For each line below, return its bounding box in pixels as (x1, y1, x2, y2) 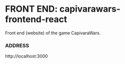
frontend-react (5, 14, 67, 25)
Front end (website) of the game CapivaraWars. (5, 30, 101, 36)
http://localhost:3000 (5, 53, 48, 59)
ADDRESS (5, 42, 29, 49)
